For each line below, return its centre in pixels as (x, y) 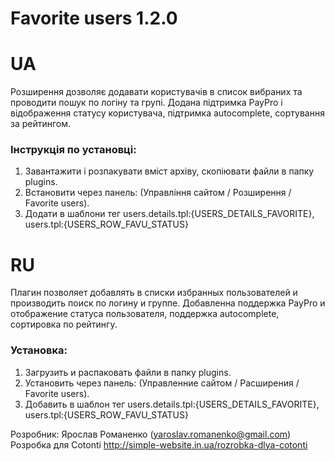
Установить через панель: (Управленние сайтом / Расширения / (162, 383)
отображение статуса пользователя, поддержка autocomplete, (145, 314)
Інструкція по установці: (73, 150)
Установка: (39, 350)
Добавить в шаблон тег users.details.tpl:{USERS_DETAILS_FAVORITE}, (172, 404)
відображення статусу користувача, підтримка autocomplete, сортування (167, 113)
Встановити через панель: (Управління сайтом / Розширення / (158, 193)
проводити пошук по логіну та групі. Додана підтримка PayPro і (146, 103)
